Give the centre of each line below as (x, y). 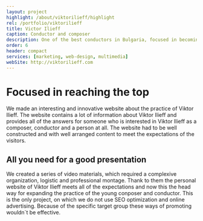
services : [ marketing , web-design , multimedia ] (67, 57)
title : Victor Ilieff (34, 29)
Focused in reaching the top (78, 92)
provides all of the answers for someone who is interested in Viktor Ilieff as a (101, 122)
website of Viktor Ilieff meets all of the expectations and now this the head (99, 187)
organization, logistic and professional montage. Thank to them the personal (101, 181)
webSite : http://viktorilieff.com (50, 62)
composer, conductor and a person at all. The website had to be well (92, 128)
